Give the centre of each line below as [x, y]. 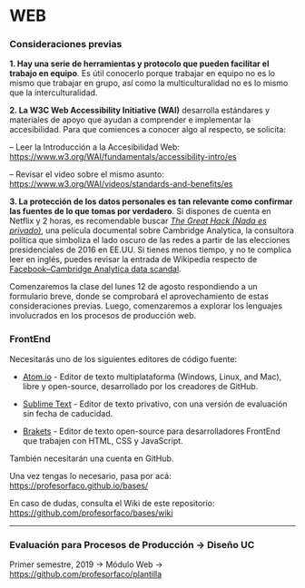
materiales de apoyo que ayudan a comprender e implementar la [130, 120]
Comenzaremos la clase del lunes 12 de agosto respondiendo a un [133, 287]
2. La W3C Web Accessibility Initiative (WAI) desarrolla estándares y [140, 111]
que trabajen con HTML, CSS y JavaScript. [103, 440]
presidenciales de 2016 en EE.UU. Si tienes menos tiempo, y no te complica [151, 250]
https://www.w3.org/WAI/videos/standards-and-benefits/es [121, 184]
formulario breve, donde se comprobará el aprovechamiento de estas [139, 297]
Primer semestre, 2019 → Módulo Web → [86, 564]
